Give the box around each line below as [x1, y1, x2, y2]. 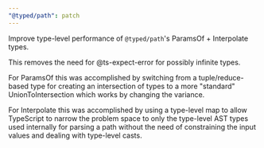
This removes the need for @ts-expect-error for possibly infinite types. [8, 57, 241, 67]
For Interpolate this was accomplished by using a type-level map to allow [8, 105, 248, 115]
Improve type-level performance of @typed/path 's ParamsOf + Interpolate [8, 33, 249, 43]
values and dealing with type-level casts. [8, 130, 142, 140]
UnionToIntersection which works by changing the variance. [8, 89, 205, 99]
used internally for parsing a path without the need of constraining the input [8, 122, 256, 131]
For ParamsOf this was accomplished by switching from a [8, 72, 197, 82]
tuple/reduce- [198, 72, 244, 82]
